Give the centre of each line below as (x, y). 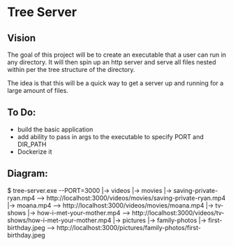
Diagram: (28, 174)
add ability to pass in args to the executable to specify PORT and (111, 136)
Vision (22, 38)
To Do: (22, 113)
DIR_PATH (32, 144)
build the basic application (55, 129)
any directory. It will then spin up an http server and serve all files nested (112, 62)
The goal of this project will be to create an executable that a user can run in (117, 55)
